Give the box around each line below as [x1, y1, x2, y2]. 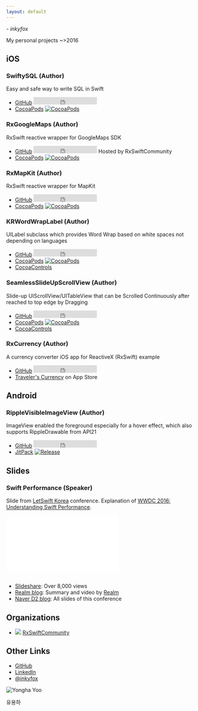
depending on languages [6, 237, 67, 244]
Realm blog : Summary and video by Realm [14, 589, 119, 596]
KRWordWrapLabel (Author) [6, 217, 89, 225]
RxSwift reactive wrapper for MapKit [6, 182, 95, 190]
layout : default [6, 8, 47, 15]
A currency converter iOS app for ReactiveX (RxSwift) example [6, 353, 160, 361]
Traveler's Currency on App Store [14, 373, 98, 380]
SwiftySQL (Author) [6, 72, 64, 80]
